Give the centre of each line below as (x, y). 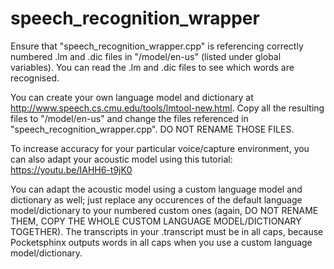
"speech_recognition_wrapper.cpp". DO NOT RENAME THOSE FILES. (152, 129)
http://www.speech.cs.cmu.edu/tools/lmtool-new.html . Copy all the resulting (167, 108)
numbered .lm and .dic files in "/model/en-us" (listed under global (146, 56)
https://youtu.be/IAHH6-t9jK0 (71, 169)
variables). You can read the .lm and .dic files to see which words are (152, 67)
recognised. (35, 78)
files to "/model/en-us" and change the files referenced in (129, 118)
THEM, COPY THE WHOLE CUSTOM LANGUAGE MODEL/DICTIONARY (156, 221)
